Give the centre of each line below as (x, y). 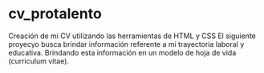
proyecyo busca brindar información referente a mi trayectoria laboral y (126, 44)
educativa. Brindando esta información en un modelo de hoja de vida (122, 52)
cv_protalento (55, 14)
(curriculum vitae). (39, 61)
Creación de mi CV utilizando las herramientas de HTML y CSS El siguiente (132, 36)
